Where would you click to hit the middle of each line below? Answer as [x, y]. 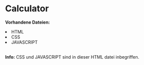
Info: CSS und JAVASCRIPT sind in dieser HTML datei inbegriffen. [72, 57]
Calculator [27, 9]
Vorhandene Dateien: [28, 22]
